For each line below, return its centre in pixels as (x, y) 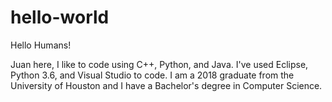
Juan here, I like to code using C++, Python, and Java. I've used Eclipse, (159, 64)
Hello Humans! (41, 45)
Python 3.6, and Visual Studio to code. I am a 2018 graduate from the (152, 75)
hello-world (60, 17)
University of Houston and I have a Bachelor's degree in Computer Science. (166, 85)
